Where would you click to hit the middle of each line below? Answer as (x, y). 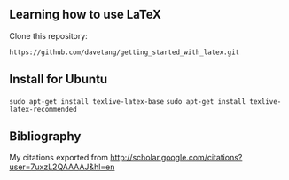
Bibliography (45, 137)
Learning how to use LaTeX (86, 15)
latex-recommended (43, 109)
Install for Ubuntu (59, 79)
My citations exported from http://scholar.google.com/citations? (126, 158)
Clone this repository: (49, 35)
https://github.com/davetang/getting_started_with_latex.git (125, 52)
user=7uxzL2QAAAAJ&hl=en (62, 167)
